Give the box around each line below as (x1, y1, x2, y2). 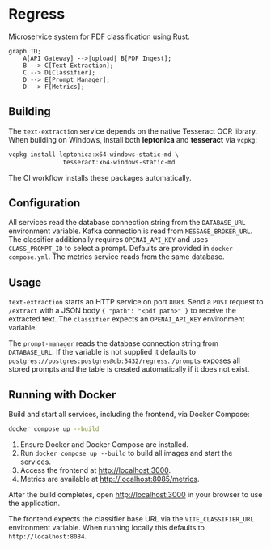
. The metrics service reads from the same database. (48, 252, 225, 262)
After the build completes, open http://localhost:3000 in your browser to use (8, 489, 263, 499)
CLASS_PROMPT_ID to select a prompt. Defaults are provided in (8, 244, 210, 253)
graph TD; (8, 47, 42, 55)
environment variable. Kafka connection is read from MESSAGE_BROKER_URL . (8, 226, 253, 236)
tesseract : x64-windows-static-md (62, 158, 176, 166)
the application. (8, 498, 61, 508)
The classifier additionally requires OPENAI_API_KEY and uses (8, 235, 209, 245)
